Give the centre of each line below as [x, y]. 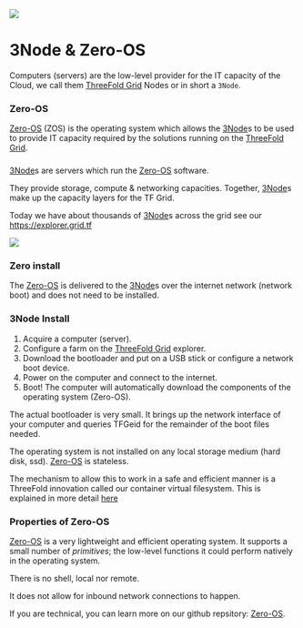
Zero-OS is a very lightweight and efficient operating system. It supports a [149, 542]
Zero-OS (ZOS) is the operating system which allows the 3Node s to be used [152, 128]
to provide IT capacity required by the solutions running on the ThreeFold [147, 138]
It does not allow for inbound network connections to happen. [125, 596]
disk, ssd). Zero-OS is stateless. [69, 461]
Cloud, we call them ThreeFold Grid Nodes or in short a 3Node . [125, 85]
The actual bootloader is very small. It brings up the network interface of [145, 414]
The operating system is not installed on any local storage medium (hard [145, 451]
